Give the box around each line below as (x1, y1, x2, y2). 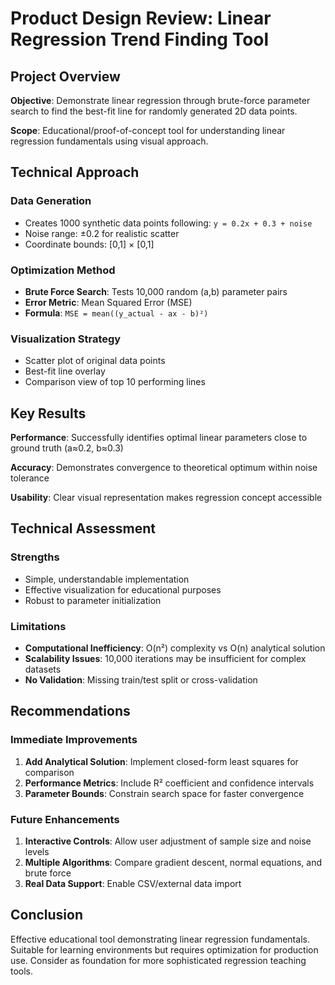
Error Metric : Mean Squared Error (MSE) (24, 296, 193, 308)
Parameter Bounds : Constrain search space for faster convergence (24, 787, 305, 799)
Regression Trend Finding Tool (10, 28, 270, 51)
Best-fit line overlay (24, 365, 106, 377)
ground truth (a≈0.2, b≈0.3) (10, 442, 124, 454)
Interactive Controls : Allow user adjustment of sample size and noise (24, 835, 312, 847)
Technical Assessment (10, 520, 156, 537)
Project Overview (10, 68, 121, 85)
